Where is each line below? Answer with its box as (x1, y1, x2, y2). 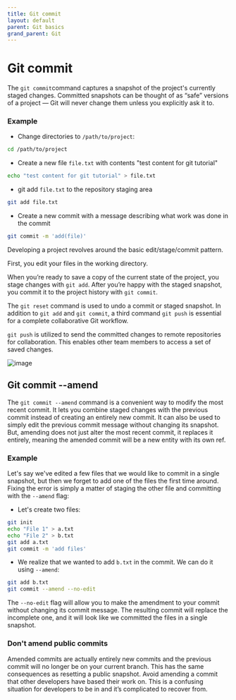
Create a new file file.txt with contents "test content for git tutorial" (17, 159, 218, 167)
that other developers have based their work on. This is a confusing (7, 677, 204, 685)
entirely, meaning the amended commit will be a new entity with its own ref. (7, 435, 226, 444)
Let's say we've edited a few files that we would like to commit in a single (7, 469, 220, 478)
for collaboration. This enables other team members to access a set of (7, 337, 211, 346)
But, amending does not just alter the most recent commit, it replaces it (7, 428, 213, 436)
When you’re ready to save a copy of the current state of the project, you (7, 272, 220, 281)
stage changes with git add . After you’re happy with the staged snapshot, (7, 280, 223, 289)
